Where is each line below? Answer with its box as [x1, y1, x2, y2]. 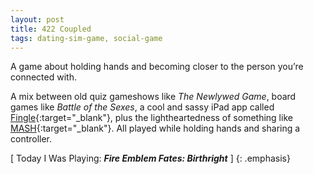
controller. [10, 133, 53, 145]
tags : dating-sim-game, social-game [10, 33, 163, 43]
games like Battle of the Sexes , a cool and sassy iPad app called [10, 101, 275, 113]
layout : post [10, 14, 65, 25]
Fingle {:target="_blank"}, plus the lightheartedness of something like [10, 112, 293, 124]
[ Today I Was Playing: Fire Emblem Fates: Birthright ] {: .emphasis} [10, 152, 291, 165]
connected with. [10, 71, 77, 83]
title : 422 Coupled [10, 24, 92, 34]
